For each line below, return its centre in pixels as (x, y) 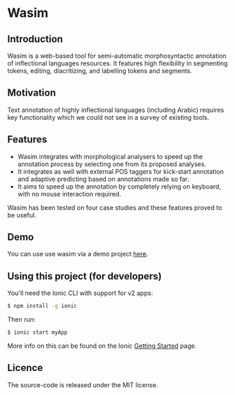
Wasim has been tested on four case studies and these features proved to (115, 207)
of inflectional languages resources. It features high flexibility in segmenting (117, 63)
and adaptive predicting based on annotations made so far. (103, 179)
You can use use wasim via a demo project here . (78, 254)
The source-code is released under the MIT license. (83, 384)
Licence (25, 368)
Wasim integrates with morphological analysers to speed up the (110, 156)
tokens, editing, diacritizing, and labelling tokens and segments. (100, 71)
